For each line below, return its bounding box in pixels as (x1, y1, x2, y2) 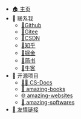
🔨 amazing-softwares (21, 99, 75, 106)
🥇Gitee (21, 28, 38, 35)
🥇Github (21, 22, 42, 29)
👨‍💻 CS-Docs (21, 79, 53, 86)
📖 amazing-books (21, 86, 65, 92)
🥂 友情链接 (11, 106, 39, 113)
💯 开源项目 (11, 72, 39, 79)
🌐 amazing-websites (21, 92, 73, 99)
